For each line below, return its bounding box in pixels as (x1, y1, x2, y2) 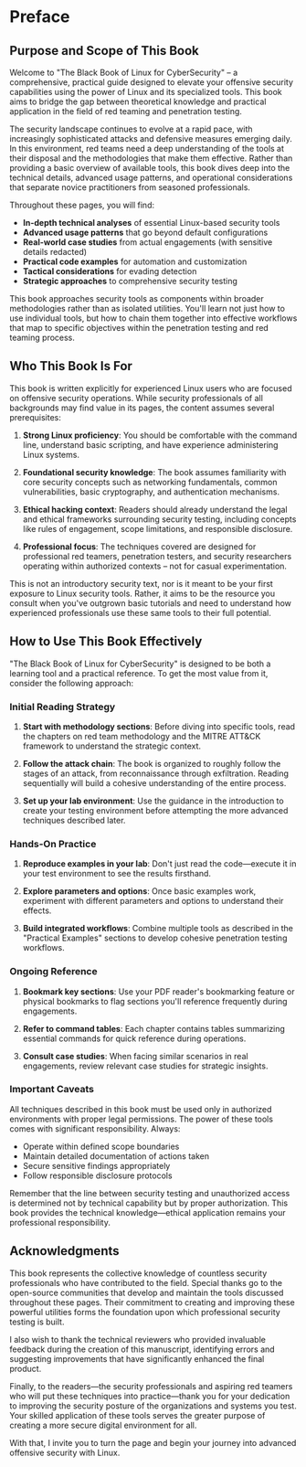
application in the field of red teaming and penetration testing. (9, 106, 242, 116)
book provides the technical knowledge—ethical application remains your (9, 1207, 286, 1217)
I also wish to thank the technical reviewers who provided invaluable (9, 1334, 267, 1345)
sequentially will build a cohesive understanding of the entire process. (22, 777, 287, 788)
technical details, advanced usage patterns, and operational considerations (9, 172, 293, 183)
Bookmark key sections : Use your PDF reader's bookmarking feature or (22, 985, 295, 997)
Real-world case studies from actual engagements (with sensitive (22, 237, 273, 248)
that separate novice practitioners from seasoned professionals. (9, 182, 251, 193)
